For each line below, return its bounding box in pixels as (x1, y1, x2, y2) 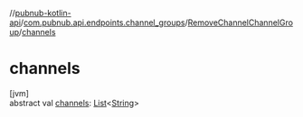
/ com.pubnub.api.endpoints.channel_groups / (20, 17, 188, 28)
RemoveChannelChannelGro (187, 17, 294, 28)
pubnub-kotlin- (14, 8, 71, 18)
